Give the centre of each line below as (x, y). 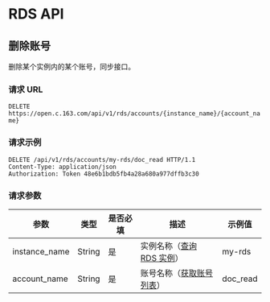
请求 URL (26, 89)
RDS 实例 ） (162, 258)
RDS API (36, 14)
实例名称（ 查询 (169, 246)
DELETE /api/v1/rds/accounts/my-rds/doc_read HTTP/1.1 (102, 159)
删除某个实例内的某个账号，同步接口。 (72, 66)
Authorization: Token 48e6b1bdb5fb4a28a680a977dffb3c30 (104, 174)
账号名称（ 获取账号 (177, 273)
